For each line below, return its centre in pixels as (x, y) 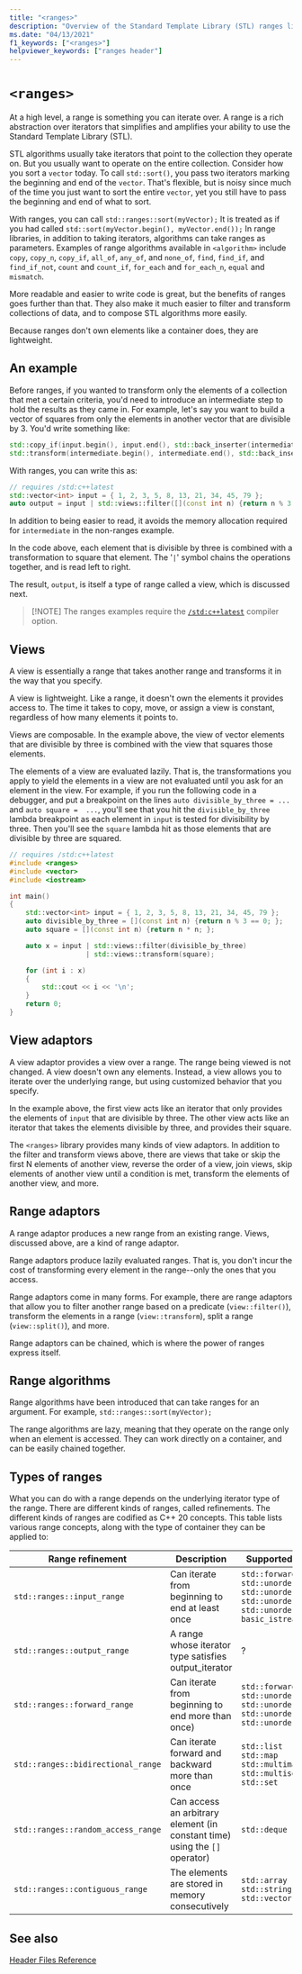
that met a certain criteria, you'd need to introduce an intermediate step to (147, 399)
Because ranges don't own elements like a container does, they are (134, 331)
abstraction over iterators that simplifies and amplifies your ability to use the (150, 127)
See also (34, 1938)
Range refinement (88, 1559)
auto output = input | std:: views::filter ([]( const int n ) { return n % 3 (151, 504)
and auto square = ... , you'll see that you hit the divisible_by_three (140, 810)
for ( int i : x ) (56, 970)
